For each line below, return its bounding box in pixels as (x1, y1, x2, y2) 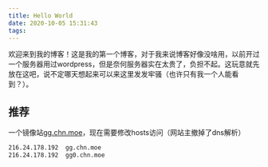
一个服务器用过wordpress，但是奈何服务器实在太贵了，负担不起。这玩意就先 (8, 59, 260, 69)
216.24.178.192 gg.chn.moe (8, 144, 102, 152)
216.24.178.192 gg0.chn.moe (8, 151, 105, 160)
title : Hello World (8, 11, 73, 20)
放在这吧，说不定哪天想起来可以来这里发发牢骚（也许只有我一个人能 (8, 70, 232, 79)
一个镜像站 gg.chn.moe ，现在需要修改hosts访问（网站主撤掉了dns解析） (8, 128, 246, 137)
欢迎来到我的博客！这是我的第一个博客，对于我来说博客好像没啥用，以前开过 (8, 50, 260, 59)
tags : (8, 26, 26, 34)
